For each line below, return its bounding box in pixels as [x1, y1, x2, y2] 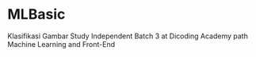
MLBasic [7, 5, 66, 23]
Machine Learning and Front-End [7, 39, 116, 48]
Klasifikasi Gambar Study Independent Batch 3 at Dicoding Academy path [7, 31, 249, 41]
